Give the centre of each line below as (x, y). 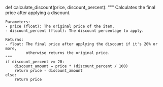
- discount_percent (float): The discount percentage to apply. (75, 31)
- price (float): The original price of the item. (60, 26)
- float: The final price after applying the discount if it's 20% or (81, 44)
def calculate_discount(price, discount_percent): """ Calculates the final (80, 7)
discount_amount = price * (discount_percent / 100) (71, 66)
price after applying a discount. (38, 13)
